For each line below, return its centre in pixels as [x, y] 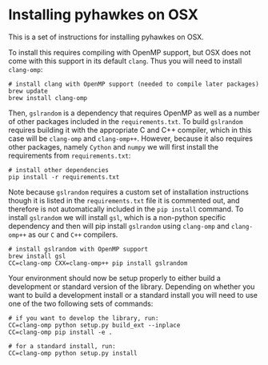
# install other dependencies [59, 170]
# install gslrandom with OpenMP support [78, 249]
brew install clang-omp [48, 98]
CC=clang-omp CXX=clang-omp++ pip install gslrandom [98, 263]
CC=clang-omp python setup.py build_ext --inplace [94, 325]
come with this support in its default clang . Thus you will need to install [125, 61]
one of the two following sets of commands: [81, 303]
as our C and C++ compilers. [73, 235]
